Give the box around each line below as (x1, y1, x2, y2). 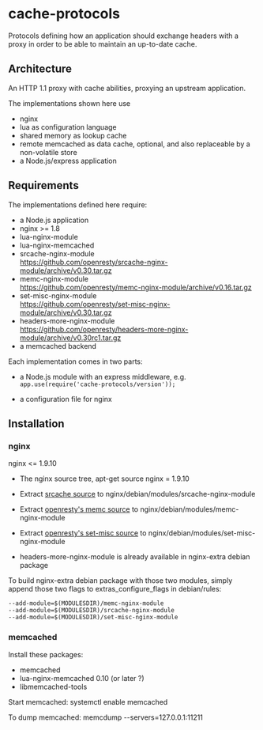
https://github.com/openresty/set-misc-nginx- (19, 299, 171, 308)
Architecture (8, 62, 73, 76)
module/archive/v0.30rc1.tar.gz (19, 333, 122, 342)
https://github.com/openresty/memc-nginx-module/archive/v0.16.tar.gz (19, 282, 252, 292)
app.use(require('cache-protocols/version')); (19, 380, 176, 388)
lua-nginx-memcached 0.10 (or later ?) (19, 673, 145, 683)
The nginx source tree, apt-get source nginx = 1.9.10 (19, 474, 190, 483)
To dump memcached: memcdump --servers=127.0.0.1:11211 (8, 713, 204, 722)
